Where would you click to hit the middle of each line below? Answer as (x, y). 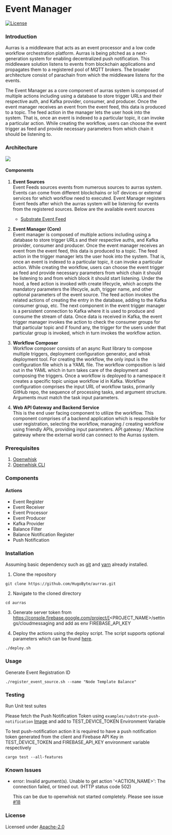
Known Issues (23, 770)
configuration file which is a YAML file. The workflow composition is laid (89, 365)
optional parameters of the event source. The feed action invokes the (86, 294)
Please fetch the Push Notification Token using (55, 716)
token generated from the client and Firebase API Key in (64, 737)
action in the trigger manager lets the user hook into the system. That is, (89, 256)
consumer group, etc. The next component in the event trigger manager (89, 305)
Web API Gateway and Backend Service (56, 407)
